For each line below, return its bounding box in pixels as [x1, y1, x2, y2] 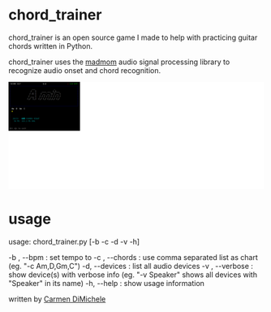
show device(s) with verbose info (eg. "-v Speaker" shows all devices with [8, 270, 258, 279]
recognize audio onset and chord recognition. [8, 65, 161, 75]
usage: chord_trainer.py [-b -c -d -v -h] [8, 236, 140, 246]
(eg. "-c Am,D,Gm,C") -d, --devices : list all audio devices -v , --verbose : [8, 261, 254, 271]
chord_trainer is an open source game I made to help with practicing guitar [8, 32, 258, 42]
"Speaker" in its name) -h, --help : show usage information [8, 278, 205, 288]
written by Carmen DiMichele [8, 294, 106, 304]
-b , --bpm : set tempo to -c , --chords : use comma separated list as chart [8, 252, 258, 262]
